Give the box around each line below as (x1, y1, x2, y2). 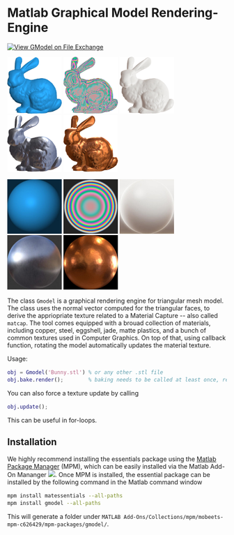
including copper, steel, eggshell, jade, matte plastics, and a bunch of (7, 326, 207, 335)
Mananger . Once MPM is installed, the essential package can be (17, 470, 211, 479)
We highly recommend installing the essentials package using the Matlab (7, 455, 217, 463)
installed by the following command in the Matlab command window (7, 478, 203, 486)
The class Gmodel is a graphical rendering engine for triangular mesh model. (7, 296, 224, 305)
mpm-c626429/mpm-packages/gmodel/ (7, 521, 108, 528)
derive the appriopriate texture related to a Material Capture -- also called (7, 312, 218, 320)
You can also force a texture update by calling (7, 389, 139, 398)
